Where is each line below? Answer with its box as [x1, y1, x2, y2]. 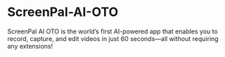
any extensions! [7, 42, 53, 50]
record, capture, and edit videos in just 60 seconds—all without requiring [7, 34, 219, 42]
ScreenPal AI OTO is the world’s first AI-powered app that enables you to [7, 27, 218, 35]
